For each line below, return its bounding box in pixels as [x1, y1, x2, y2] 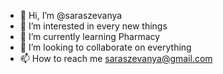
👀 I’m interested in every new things [19, 20, 168, 32]
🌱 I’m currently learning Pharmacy [19, 31, 161, 42]
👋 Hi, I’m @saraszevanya [19, 10, 123, 21]
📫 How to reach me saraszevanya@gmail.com [19, 53, 213, 64]
